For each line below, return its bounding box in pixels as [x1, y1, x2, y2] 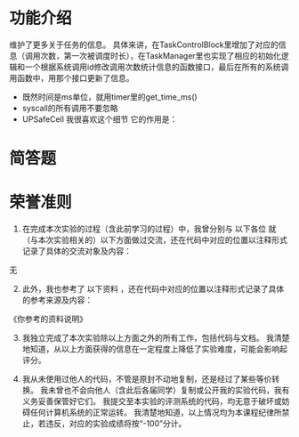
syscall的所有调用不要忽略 [21, 102, 118, 113]
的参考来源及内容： [21, 295, 93, 305]
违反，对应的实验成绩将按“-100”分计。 [45, 418, 187, 429]
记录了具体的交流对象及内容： [21, 246, 132, 256]
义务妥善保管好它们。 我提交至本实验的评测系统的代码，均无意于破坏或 [21, 396, 282, 407]
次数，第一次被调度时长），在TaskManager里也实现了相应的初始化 [39, 50, 282, 61]
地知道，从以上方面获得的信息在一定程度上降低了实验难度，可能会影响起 [21, 344, 287, 354]
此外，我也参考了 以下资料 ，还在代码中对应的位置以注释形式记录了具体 [21, 284, 285, 295]
